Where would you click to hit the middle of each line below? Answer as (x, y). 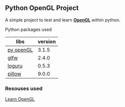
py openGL (20, 50)
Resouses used (24, 88)
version (47, 41)
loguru (15, 66)
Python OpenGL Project (42, 8)
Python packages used (29, 29)
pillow (14, 74)
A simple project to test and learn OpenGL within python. (63, 20)
